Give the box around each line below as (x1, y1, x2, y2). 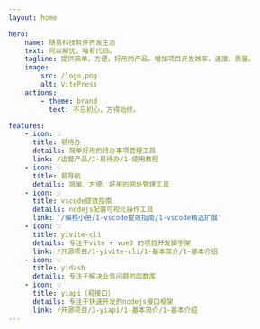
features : (8, 121, 46, 131)
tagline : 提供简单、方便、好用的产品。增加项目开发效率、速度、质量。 (24, 55, 256, 64)
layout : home (8, 13, 58, 23)
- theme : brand (40, 96, 98, 105)
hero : (8, 29, 29, 39)
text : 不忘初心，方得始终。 (48, 105, 140, 114)
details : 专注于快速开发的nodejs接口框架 (31, 297, 175, 306)
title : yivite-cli (31, 230, 102, 239)
